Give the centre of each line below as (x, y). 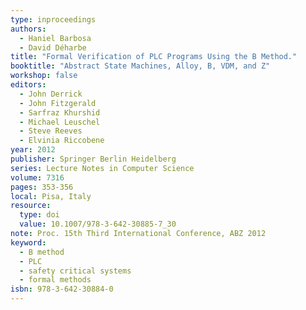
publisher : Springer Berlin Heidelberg (93, 159)
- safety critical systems (75, 271)
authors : (28, 29)
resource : (31, 206)
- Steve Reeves (51, 131)
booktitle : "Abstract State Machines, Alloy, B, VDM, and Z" (140, 66)
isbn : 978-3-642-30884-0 (62, 289)
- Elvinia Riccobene (62, 141)
